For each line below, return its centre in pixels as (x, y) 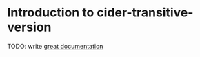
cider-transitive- (145, 13)
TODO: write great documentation (55, 46)
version (29, 27)
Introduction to (51, 13)
